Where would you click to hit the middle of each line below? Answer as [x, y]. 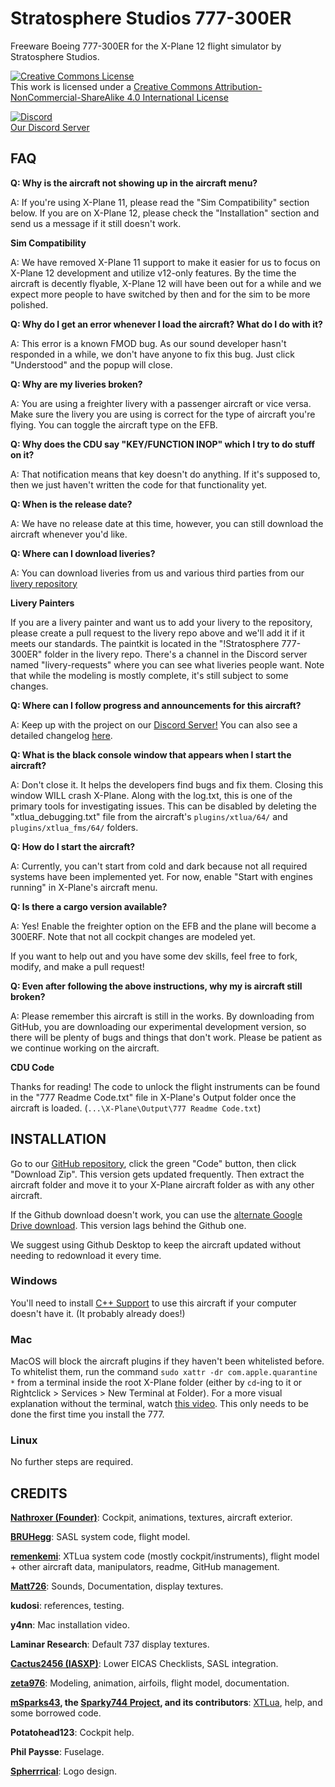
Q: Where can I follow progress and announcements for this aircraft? [156, 705]
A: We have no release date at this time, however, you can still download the [167, 523]
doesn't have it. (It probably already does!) [98, 1313]
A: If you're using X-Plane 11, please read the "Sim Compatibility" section [160, 202]
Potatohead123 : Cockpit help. [72, 1733]
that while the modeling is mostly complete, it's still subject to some [149, 675]
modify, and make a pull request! [77, 966]
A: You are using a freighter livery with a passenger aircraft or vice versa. [161, 403]
